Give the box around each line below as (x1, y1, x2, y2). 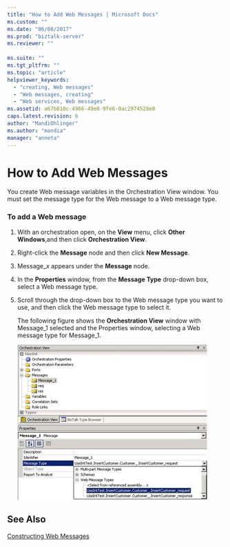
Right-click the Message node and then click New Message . (17, 248, 190, 257)
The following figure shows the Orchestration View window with (17, 317, 201, 325)
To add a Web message (7, 212, 87, 222)
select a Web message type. (17, 282, 98, 290)
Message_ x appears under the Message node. (17, 261, 150, 270)
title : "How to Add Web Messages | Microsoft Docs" (7, 11, 158, 18)
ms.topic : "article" (7, 69, 67, 76)
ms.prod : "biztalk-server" (7, 33, 85, 40)
